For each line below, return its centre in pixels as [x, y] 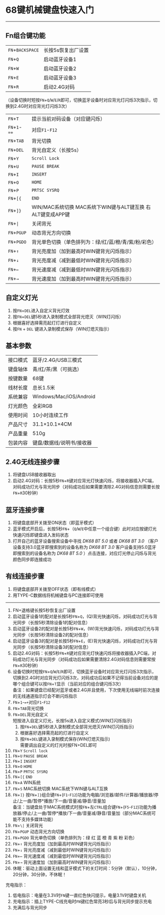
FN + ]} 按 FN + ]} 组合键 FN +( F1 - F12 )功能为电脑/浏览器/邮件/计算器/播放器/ [83, 794]
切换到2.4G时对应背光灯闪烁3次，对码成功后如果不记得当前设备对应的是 [85, 678]
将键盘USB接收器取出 [34, 475]
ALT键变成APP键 [51, 214]
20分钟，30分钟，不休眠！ [39, 874]
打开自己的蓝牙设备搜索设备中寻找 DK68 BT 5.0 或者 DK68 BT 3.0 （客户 [85, 541]
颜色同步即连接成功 [32, 559]
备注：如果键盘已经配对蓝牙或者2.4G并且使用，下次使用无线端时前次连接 [86, 690]
